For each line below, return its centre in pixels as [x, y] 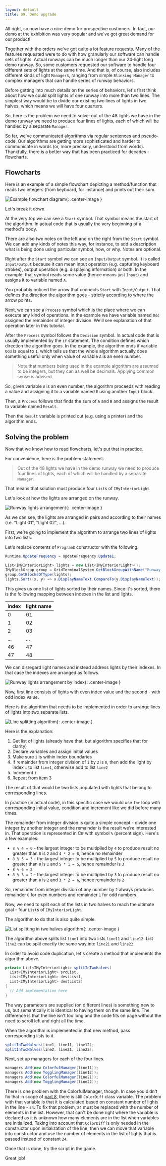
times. [11, 813]
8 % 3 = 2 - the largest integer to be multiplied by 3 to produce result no [86, 874]
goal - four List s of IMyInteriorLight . [44, 910]
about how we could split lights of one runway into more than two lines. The [83, 95]
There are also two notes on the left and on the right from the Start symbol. [82, 239]
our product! [18, 39]
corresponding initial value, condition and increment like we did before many [83, 808]
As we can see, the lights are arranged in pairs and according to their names [83, 517]
